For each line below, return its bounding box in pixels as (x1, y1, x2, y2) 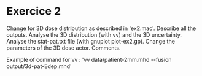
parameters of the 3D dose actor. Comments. (6, 44, 121, 51)
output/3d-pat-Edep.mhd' (6, 63, 72, 70)
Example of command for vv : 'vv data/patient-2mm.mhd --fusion (6, 56, 172, 63)
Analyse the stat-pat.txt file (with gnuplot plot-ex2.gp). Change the (6, 37, 175, 45)
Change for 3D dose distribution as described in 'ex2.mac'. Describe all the (6, 25, 196, 32)
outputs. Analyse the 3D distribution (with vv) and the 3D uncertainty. (6, 31, 182, 38)
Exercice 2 (6, 4, 61, 18)
